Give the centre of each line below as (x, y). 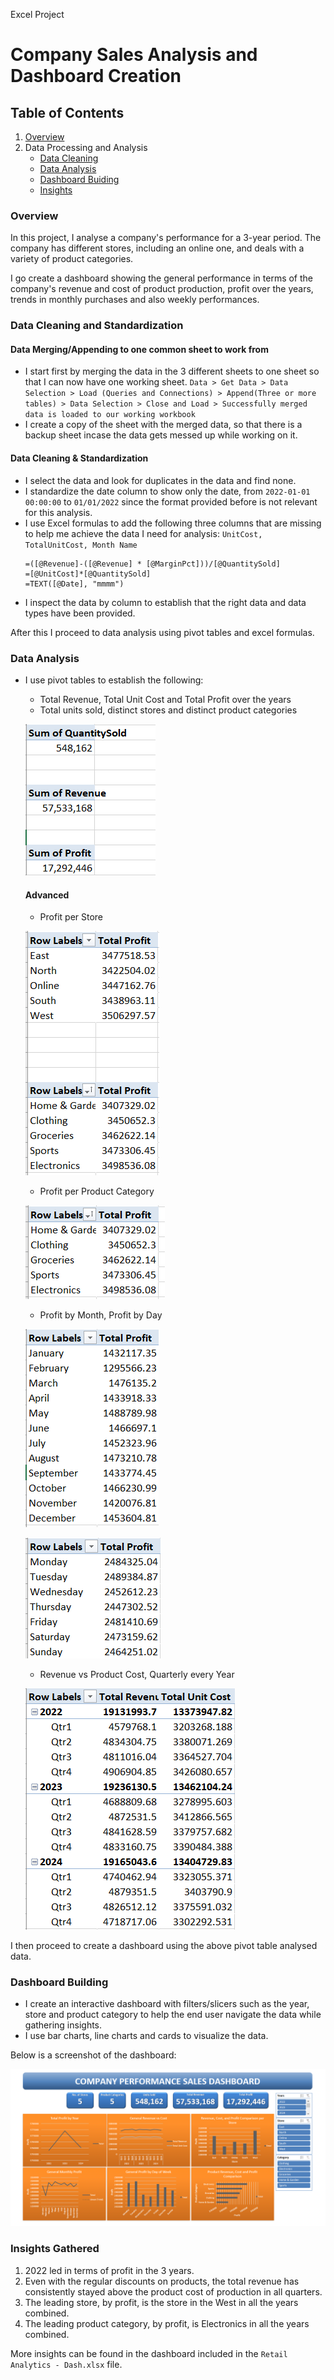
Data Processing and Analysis (86, 147)
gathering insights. (63, 2025)
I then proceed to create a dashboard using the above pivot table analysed (164, 1946)
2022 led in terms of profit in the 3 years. (109, 2270)
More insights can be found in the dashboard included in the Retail (149, 2353)
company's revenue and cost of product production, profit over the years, (162, 289)
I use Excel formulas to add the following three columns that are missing (173, 523)
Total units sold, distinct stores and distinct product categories (168, 710)
